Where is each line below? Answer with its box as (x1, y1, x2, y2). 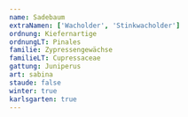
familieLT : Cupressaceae (9, 54, 101, 62)
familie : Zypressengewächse (9, 46, 114, 55)
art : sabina (9, 70, 53, 79)
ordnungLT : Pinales (9, 37, 82, 47)
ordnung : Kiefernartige (9, 29, 98, 38)
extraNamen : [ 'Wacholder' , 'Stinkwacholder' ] (9, 21, 180, 30)
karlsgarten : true (9, 94, 77, 104)
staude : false (9, 78, 62, 87)
